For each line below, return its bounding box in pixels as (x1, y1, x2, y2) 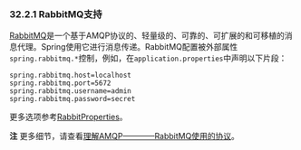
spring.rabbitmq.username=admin (9, 87, 131, 96)
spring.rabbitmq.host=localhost (9, 70, 131, 80)
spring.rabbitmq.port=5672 (9, 79, 112, 88)
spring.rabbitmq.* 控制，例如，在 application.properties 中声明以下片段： (9, 52, 287, 64)
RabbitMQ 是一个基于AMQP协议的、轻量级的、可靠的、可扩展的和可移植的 (9, 30, 286, 42)
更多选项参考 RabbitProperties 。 (9, 111, 129, 123)
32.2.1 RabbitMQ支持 (9, 7, 102, 20)
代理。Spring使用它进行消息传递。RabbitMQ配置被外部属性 (16, 42, 238, 52)
